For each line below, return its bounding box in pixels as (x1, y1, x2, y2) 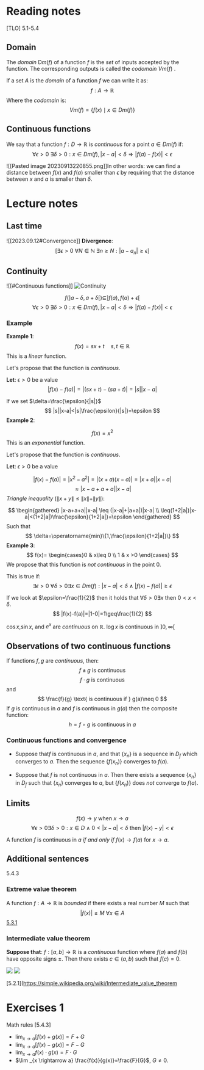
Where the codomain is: (6, 96, 67, 104)
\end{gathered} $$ (133, 513, 181, 520)
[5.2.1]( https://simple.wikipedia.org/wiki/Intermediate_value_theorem (6, 979, 178, 987)
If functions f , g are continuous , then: (6, 657, 99, 664)
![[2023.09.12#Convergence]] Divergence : (6, 237, 114, 244)
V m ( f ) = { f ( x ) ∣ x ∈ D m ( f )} (69, 106, 136, 114)
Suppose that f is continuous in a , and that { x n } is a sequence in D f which (15, 750, 198, 759)
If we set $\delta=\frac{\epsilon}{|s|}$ (6, 398, 102, 405)
